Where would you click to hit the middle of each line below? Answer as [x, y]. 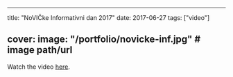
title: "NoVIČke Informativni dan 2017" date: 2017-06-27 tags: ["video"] [109, 18]
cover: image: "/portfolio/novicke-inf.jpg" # [104, 40]
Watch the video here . [39, 67]
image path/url [40, 50]
